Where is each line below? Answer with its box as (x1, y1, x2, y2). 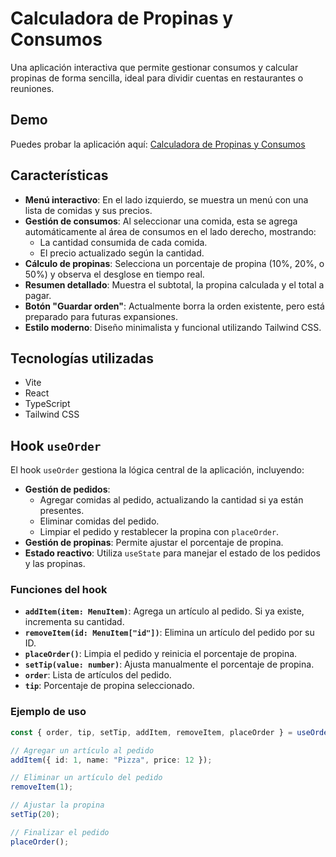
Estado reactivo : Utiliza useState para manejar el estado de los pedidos (24, 547, 321, 559)
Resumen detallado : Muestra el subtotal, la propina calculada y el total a (24, 278, 325, 291)
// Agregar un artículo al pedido (10, 745, 155, 756)
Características (10, 167, 109, 184)
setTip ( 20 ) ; (10, 810, 60, 820)
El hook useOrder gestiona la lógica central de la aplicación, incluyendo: (10, 464, 305, 476)
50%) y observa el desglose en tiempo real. (24, 268, 205, 280)
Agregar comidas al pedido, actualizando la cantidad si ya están (39, 494, 304, 506)
